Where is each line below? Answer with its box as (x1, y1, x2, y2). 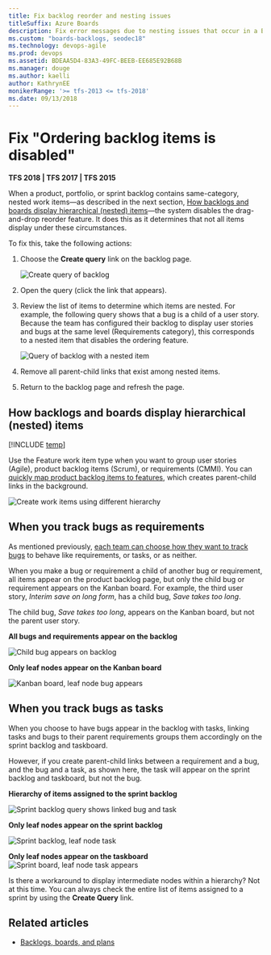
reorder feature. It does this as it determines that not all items (41, 215, 244, 224)
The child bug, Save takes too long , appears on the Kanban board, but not (8, 607, 255, 617)
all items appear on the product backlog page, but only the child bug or (8, 574, 245, 584)
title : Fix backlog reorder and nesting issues (8, 11, 172, 20)
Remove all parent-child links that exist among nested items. (19, 367, 220, 376)
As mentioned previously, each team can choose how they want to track (8, 542, 248, 551)
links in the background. (8, 481, 89, 491)
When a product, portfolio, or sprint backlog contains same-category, (8, 189, 240, 199)
